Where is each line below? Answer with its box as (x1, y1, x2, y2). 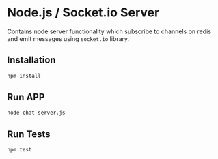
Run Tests (7, 128, 51, 140)
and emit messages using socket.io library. (7, 34, 130, 42)
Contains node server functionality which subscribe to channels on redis (7, 27, 212, 35)
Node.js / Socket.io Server (7, 5, 160, 20)
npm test (7, 147, 32, 154)
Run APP (7, 91, 45, 103)
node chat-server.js (7, 109, 66, 117)
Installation (7, 55, 56, 66)
